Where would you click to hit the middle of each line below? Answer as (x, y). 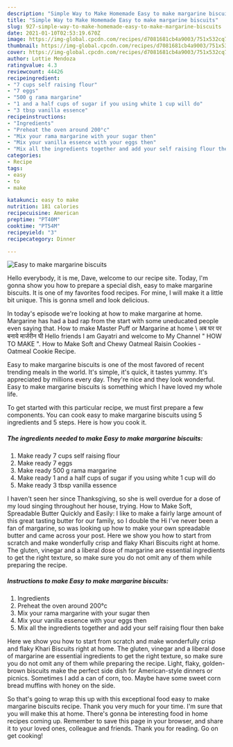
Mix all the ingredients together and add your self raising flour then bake (120, 628)
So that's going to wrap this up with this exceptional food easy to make (109, 699)
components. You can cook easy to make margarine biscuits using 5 (105, 415)
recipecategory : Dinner (42, 239)
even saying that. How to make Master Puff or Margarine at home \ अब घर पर (114, 328)
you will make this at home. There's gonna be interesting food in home (107, 714)
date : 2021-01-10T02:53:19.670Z (54, 33)
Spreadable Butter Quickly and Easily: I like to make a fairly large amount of (114, 513)
